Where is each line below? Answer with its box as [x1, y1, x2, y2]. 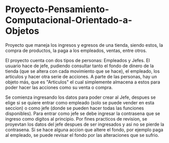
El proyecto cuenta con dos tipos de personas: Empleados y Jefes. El [5, 57, 150, 63]
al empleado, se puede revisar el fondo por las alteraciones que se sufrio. [5, 132, 159, 138]
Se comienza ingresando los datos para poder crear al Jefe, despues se [5, 94, 156, 100]
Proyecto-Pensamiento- [5, 4, 109, 15]
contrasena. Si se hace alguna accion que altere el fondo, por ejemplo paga [5, 126, 163, 133]
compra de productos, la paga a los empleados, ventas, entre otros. [5, 47, 147, 53]
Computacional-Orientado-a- [5, 14, 132, 26]
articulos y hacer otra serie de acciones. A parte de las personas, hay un [5, 73, 157, 79]
